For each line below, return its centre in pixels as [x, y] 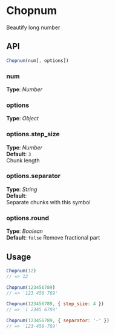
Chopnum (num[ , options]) [38, 60]
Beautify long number [33, 27]
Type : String [22, 189]
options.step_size [33, 134]
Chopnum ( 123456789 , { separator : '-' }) [58, 321]
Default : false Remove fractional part [53, 238]
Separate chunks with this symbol [48, 202]
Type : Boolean [25, 231]
